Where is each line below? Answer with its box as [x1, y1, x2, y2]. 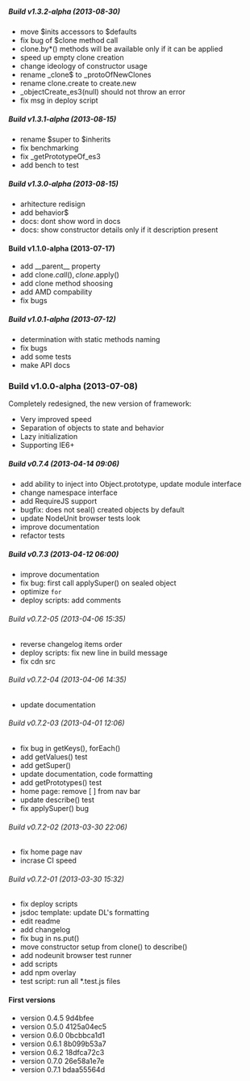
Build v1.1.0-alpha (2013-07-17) [8, 243, 115, 253]
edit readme [19, 916, 60, 926]
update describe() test [19, 795, 95, 804]
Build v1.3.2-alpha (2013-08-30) [8, 6, 121, 16]
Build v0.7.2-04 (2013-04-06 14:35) [8, 675, 127, 685]
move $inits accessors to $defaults [19, 27, 137, 36]
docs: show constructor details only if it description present [19, 225, 219, 234]
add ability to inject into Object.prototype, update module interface [19, 479, 242, 489]
